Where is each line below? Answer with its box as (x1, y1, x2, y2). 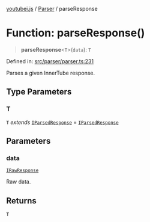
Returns (6, 196, 37, 206)
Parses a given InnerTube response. (6, 69, 95, 76)
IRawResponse (6, 168, 39, 174)
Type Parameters (6, 87, 72, 97)
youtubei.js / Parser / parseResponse (6, 5, 98, 12)
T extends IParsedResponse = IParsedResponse (6, 119, 119, 126)
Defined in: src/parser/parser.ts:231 (6, 57, 94, 65)
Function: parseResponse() (6, 26, 145, 40)
